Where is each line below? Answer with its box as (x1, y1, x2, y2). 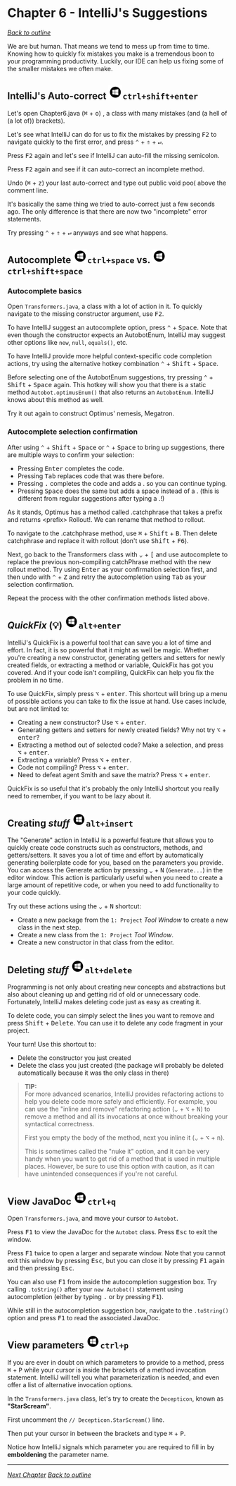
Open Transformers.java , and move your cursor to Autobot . (7, 1214, 179, 1222)
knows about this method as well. (7, 396, 104, 404)
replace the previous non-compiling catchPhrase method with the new (7, 557, 211, 566)
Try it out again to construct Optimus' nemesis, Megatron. (7, 409, 174, 418)
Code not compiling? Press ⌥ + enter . (17, 763, 129, 772)
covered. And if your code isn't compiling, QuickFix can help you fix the (7, 668, 214, 676)
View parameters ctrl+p (7, 1339, 129, 1351)
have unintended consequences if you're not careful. (24, 1169, 178, 1179)
